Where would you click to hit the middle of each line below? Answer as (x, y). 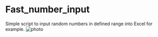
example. (15, 29)
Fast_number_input (47, 10)
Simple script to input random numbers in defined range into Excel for (79, 24)
